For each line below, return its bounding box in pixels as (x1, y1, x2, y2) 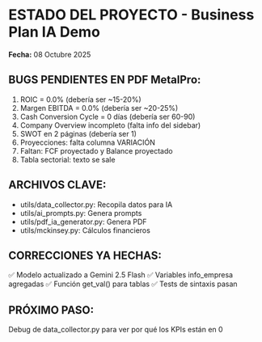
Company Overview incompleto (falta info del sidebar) (19, 120, 201, 130)
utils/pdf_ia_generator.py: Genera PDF (19, 217, 147, 226)
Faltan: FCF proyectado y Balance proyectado (19, 146, 173, 155)
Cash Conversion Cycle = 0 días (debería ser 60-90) (19, 112, 196, 121)
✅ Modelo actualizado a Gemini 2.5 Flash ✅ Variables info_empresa (8, 270, 233, 280)
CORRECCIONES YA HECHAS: (8, 248, 162, 262)
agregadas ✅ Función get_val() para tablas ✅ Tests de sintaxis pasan (8, 279, 238, 289)
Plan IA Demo (8, 23, 101, 41)
